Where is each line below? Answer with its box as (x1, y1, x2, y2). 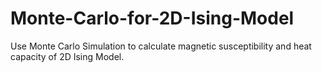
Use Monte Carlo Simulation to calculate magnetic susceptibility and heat (10, 40, 312, 52)
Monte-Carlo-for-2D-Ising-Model (10, 7, 295, 30)
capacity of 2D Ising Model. (10, 50, 125, 62)
